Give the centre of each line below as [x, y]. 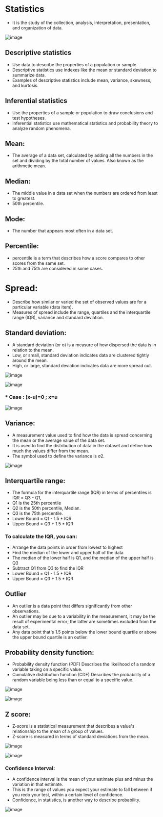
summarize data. [29, 75]
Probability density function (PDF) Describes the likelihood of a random [84, 664]
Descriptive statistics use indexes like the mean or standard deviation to [84, 70]
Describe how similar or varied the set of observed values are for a [79, 302]
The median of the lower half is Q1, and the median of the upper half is [83, 558]
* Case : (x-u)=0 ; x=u [31, 397]
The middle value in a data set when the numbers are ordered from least [85, 193]
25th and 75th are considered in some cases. [58, 268]
